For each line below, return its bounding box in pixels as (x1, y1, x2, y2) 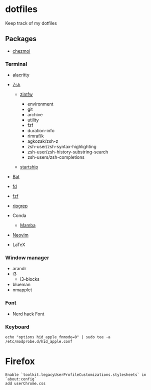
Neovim (12, 232, 29, 238)
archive (27, 112, 43, 118)
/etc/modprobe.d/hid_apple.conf (5, 339, 72, 344)
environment (27, 101, 53, 107)
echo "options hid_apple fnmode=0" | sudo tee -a (5, 334, 111, 339)
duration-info (27, 128, 55, 134)
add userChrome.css (5, 381, 46, 386)
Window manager (5, 254, 49, 261)
